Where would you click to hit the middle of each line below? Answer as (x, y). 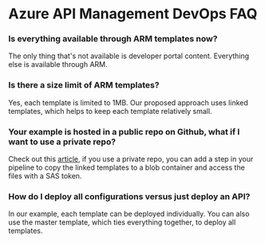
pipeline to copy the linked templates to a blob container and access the (127, 167)
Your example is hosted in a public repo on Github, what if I (124, 131)
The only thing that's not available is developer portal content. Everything (129, 56)
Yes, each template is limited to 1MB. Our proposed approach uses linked (129, 102)
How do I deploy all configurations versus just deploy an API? (129, 196)
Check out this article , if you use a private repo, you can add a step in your (131, 159)
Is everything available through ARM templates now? (113, 39)
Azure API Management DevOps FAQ (133, 14)
